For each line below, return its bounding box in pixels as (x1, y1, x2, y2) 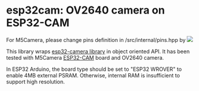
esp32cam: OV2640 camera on (6, 4, 165, 17)
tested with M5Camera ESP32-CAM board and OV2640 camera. (6, 54, 164, 61)
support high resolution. (6, 78, 66, 85)
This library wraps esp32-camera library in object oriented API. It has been (6, 48, 190, 55)
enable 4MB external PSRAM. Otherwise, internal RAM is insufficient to (6, 71, 181, 79)
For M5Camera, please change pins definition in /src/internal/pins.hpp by (6, 36, 186, 43)
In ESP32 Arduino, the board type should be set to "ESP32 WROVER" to (6, 66, 182, 73)
